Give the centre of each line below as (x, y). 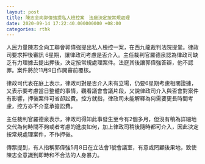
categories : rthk (28, 29)
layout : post (23, 12)
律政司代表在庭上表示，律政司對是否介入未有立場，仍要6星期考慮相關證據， (102, 83)
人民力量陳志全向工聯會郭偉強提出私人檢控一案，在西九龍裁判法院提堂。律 (100, 47)
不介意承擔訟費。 (54, 106)
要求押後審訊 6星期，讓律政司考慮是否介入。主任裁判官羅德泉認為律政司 (102, 55)
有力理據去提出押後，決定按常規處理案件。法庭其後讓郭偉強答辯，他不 (99, 62)
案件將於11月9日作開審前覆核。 (56, 70)
